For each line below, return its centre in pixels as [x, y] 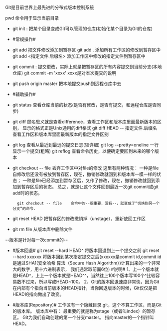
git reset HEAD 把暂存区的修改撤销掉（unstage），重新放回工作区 [79, 218]
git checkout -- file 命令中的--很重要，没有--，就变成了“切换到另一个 [88, 203]
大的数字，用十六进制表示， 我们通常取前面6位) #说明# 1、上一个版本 [83, 269]
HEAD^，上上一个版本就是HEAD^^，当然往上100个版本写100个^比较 [86, 275]
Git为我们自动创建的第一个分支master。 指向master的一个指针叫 [88, 317]
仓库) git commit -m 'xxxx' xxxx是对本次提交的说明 [64, 73]
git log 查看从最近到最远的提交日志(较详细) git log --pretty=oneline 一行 [85, 145]
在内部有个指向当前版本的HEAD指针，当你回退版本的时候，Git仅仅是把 [84, 288]
